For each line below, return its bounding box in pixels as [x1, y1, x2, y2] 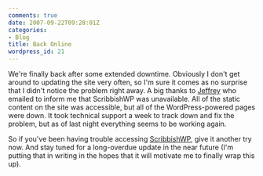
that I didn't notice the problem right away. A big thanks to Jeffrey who [8, 86, 237, 95]
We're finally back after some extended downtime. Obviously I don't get [8, 70, 240, 78]
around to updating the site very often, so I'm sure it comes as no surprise [8, 77, 248, 87]
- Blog [8, 33, 30, 41]
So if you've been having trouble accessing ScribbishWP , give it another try [8, 135, 253, 143]
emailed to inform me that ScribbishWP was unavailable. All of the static [8, 95, 241, 103]
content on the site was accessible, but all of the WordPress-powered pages [8, 102, 256, 112]
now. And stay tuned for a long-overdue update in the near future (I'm [8, 142, 234, 152]
